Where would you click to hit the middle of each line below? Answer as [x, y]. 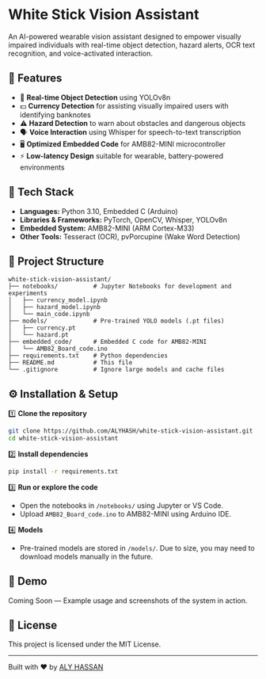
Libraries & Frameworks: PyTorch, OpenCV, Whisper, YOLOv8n [123, 219]
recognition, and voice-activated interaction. [80, 53]
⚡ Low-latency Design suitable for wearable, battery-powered [122, 155]
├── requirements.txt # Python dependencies [88, 356]
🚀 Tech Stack [41, 192]
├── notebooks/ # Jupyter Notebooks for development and [120, 287]
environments [42, 167]
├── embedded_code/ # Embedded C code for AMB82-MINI [108, 342]
